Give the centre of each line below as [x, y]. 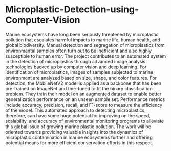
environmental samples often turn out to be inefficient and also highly [79, 51]
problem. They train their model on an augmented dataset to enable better [83, 94]
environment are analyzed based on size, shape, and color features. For [81, 78]
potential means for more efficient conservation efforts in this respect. [79, 143]
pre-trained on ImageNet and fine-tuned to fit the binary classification [79, 88]
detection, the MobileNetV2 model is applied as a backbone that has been [83, 83]
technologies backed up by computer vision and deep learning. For [76, 67]
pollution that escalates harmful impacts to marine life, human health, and [83, 40]
